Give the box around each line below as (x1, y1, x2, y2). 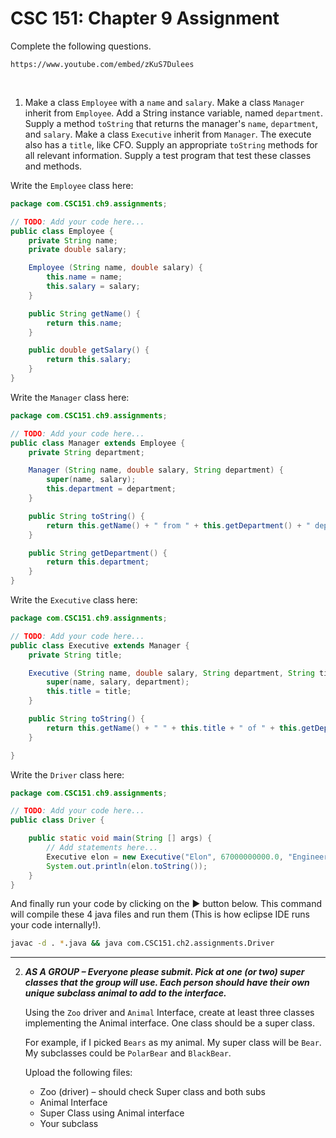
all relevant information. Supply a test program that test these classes (24, 149, 312, 161)
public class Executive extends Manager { (10, 640, 190, 651)
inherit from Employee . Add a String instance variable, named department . (24, 107, 324, 119)
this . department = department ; (46, 484, 177, 494)
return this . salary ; (46, 355, 132, 365)
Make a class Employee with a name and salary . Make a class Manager (24, 96, 305, 108)
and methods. (24, 160, 83, 172)
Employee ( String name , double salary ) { (28, 263, 203, 273)
